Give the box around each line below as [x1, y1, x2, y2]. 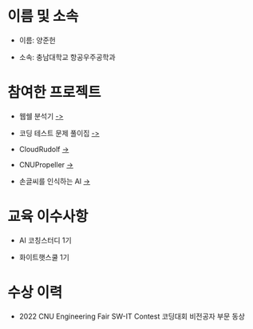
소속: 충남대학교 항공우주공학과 [18, 52, 117, 62]
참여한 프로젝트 [7, 83, 101, 102]
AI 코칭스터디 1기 [18, 235, 73, 245]
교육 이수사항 [7, 207, 89, 226]
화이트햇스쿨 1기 [18, 252, 69, 262]
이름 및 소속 [7, 7, 79, 26]
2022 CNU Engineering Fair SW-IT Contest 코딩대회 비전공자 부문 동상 [18, 311, 245, 321]
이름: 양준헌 [18, 35, 57, 45]
